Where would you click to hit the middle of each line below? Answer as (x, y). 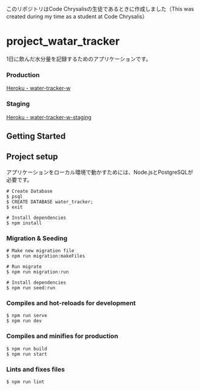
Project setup (32, 157)
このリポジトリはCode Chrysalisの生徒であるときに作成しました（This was (100, 9)
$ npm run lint (25, 382)
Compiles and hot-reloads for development (71, 303)
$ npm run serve (27, 316)
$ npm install (24, 223)
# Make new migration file (40, 251)
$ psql (15, 196)
